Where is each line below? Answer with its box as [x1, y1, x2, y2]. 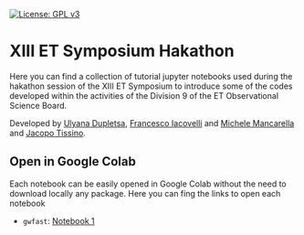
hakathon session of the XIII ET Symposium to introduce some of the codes [9, 80, 293, 91]
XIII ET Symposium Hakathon [9, 41, 235, 61]
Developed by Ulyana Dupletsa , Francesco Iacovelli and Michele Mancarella [9, 117, 295, 128]
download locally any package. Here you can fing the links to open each [9, 187, 281, 198]
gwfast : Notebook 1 [22, 215, 95, 226]
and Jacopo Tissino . [9, 127, 87, 138]
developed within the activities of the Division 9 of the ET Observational [9, 90, 279, 101]
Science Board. [9, 100, 68, 111]
